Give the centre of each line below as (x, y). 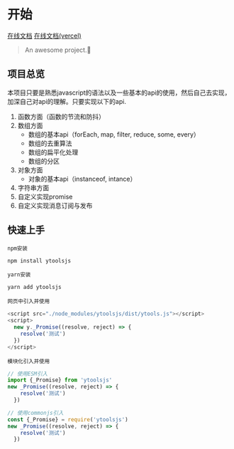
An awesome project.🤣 (58, 50)
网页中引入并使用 (29, 302)
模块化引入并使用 (29, 361)
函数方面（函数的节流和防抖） (61, 116)
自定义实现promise (45, 196)
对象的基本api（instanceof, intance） (82, 179)
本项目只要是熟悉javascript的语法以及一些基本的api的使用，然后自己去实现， (119, 93)
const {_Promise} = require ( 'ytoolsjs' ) (68, 419)
